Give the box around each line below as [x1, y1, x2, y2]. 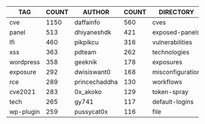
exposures [152, 58, 183, 66]
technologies [152, 48, 190, 56]
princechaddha [74, 78, 118, 86]
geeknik [74, 58, 98, 66]
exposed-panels [152, 28, 200, 36]
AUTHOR [82, 8, 110, 16]
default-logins [152, 98, 194, 106]
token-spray [152, 88, 189, 96]
